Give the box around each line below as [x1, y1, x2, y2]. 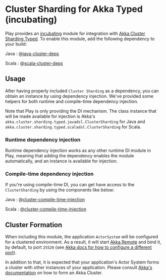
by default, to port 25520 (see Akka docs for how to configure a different [5, 244, 152, 250]
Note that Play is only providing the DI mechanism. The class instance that [5, 108, 157, 114]
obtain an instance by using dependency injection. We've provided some [5, 93, 154, 99]
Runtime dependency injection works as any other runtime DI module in [5, 147, 151, 153]
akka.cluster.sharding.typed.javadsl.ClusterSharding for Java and [5, 118, 145, 125]
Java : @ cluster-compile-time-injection [5, 197, 85, 203]
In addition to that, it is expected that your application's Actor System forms [5, 259, 160, 265]
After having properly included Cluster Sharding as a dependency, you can [5, 88, 159, 94]
